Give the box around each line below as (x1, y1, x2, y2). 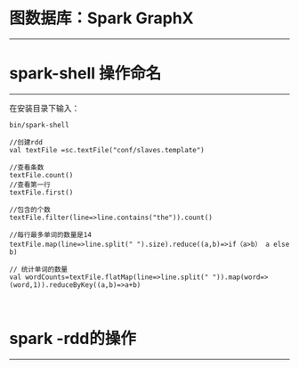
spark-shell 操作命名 (9, 63, 162, 84)
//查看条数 (9, 162, 44, 172)
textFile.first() (9, 188, 74, 197)
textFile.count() (9, 170, 74, 179)
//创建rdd (9, 137, 43, 147)
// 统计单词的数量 (9, 265, 69, 274)
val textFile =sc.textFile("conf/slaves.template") (9, 145, 205, 154)
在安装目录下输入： (9, 102, 80, 113)
